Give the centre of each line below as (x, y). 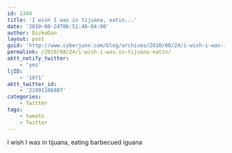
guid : (15, 45)
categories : (24, 97)
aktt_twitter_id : (32, 84)
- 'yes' (30, 65)
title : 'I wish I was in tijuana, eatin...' (72, 20)
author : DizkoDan (32, 33)
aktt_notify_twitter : (38, 59)
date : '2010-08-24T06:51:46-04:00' (58, 26)
